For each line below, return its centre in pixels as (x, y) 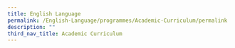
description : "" (31, 27)
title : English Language (44, 14)
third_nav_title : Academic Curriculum (65, 34)
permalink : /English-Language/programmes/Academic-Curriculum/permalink (117, 20)
